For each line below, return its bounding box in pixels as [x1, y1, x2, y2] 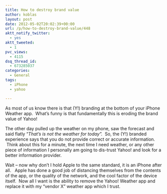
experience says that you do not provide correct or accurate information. [5, 136, 155, 142]
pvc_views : [5, 49, 28, 54]
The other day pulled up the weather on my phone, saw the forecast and [5, 125, 154, 131]
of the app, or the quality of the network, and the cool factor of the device [5, 172, 157, 178]
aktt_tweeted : [5, 40, 35, 45]
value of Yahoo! [5, 116, 37, 122]
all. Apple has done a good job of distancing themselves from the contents [5, 167, 161, 173]
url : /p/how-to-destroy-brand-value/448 [5, 26, 91, 31]
